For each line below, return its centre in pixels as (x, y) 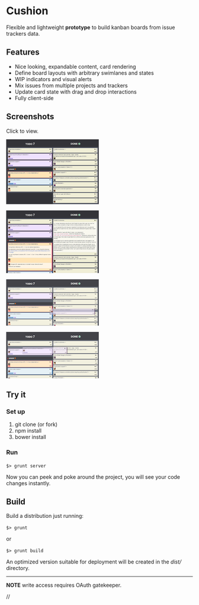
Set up (16, 411)
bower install (30, 437)
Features (23, 52)
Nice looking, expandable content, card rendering (75, 66)
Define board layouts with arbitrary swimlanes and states (84, 73)
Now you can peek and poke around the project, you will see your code (93, 477)
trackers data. (23, 33)
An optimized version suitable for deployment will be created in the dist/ (94, 562)
